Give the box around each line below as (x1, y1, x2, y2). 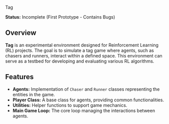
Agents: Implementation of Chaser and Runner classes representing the (12, 86, 160, 92)
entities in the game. (12, 91, 55, 97)
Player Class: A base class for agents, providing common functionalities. (12, 97, 164, 103)
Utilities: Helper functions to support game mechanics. (12, 102, 128, 108)
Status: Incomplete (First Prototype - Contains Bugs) (5, 14, 115, 20)
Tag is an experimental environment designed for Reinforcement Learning (5, 42, 159, 48)
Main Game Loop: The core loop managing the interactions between (12, 107, 155, 113)
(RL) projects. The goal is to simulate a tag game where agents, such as (5, 47, 154, 53)
